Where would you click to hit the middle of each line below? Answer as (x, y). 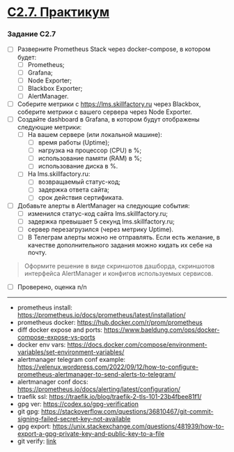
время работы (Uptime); (74, 143)
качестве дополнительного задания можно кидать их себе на (120, 245)
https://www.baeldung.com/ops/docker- (162, 330)
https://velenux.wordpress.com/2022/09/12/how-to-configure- (108, 367)
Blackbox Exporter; (55, 88)
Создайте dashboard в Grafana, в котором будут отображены (108, 119)
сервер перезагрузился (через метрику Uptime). (101, 229)
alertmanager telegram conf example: (71, 359)
